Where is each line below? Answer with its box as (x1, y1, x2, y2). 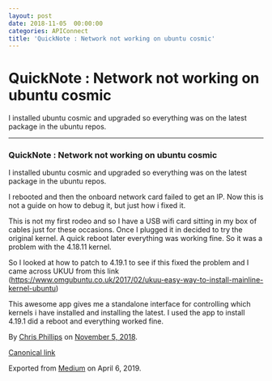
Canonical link (8, 348, 56, 358)
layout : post (8, 11, 53, 20)
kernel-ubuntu (8, 284, 57, 294)
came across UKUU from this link (8, 266, 120, 276)
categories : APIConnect (8, 27, 89, 35)
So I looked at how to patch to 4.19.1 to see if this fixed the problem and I (8, 258, 249, 268)
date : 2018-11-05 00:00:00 (8, 19, 104, 28)
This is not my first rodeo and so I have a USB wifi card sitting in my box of (8, 216, 257, 226)
